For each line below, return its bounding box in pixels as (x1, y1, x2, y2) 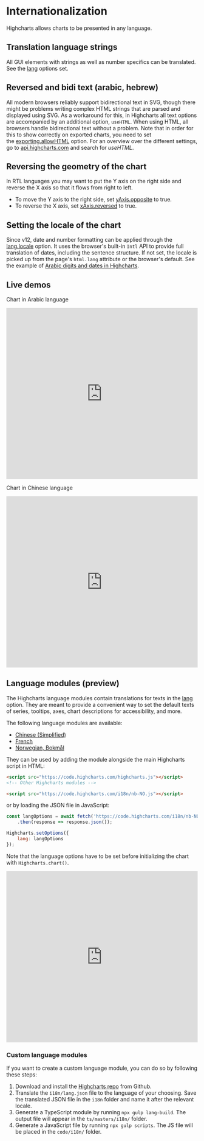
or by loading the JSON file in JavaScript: (6, 802, 110, 809)
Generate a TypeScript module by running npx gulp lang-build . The (15, 1109, 186, 1116)
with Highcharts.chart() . (6, 858, 69, 866)
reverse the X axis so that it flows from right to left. (6, 184, 134, 191)
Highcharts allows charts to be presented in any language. (6, 24, 152, 32)
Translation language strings (6, 42, 118, 52)
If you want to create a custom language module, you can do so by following (6, 1064, 198, 1072)
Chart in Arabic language (6, 296, 69, 303)
